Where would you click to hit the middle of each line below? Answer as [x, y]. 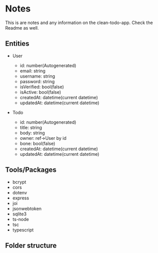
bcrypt [19, 182]
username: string [37, 76]
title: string [31, 127]
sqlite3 [19, 214]
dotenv [20, 192]
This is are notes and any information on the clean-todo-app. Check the [79, 23]
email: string [33, 71]
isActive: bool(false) [40, 92]
